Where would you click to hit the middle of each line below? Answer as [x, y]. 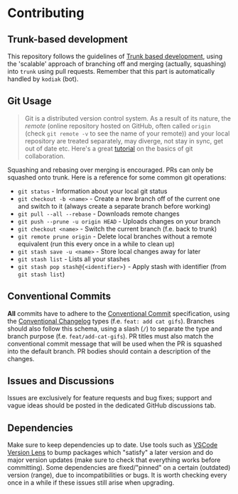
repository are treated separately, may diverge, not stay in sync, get [124, 141]
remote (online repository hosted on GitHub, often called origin [118, 126]
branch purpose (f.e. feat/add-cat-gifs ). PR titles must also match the [110, 336]
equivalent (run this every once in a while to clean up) [96, 243]
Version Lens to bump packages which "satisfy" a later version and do [110, 453]
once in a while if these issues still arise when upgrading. [91, 483]
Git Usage [29, 101]
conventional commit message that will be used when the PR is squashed [115, 344]
